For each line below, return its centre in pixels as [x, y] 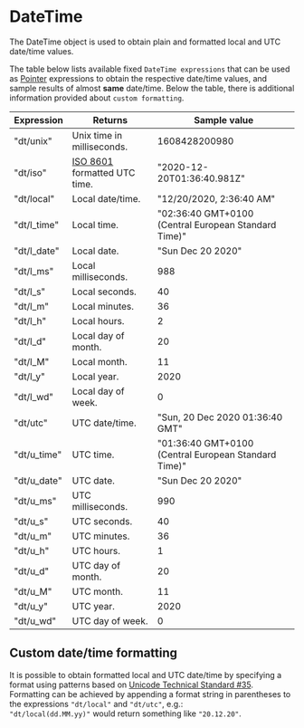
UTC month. [98, 591]
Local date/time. [106, 198]
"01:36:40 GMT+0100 [205, 443]
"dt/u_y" [31, 606]
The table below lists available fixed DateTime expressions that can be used [150, 69]
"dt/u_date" [38, 480]
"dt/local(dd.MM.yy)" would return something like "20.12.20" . [125, 714]
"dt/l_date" [37, 251]
